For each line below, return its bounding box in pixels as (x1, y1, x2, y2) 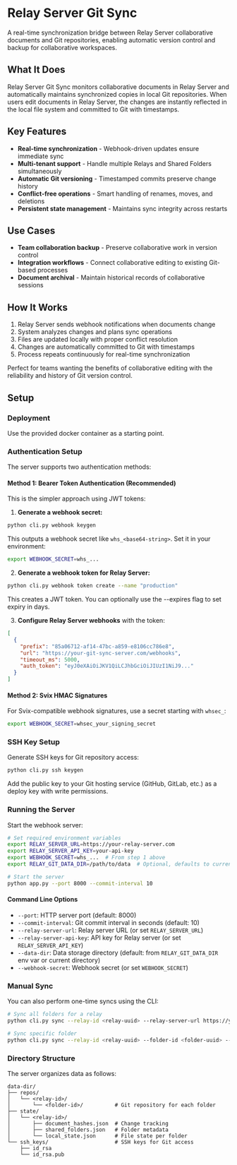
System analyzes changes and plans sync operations (17, 328, 173, 336)
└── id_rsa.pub (20, 1151, 65, 1158)
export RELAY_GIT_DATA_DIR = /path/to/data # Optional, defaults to (7, 861, 210, 868)
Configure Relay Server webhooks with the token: (17, 616, 166, 624)
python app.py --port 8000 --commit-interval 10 (7, 880, 153, 887)
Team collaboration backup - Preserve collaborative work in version (17, 244, 217, 252)
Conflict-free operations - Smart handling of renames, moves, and (17, 189, 213, 198)
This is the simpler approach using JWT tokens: (7, 494, 146, 503)
